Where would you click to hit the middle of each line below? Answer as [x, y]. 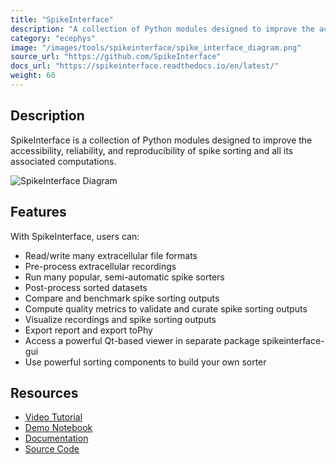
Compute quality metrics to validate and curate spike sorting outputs [166, 308]
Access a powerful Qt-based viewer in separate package [142, 340]
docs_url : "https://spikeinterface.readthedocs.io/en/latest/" [145, 66]
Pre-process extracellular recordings [100, 266]
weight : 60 [33, 76]
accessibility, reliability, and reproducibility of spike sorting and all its [151, 150]
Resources [44, 392]
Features [38, 212]
